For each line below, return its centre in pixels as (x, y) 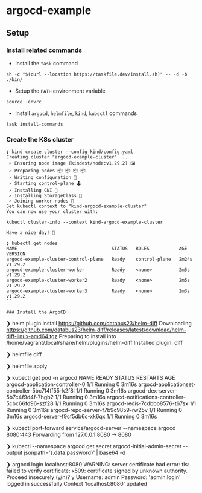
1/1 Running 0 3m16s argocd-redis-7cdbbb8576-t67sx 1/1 (125, 403)
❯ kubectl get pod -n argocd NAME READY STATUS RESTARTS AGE (91, 378)
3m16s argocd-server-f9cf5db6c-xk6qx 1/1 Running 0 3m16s (82, 416)
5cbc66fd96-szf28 (30, 403)
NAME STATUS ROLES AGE (97, 249)
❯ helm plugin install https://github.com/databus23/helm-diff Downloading (99, 324)
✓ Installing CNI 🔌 (33, 191)
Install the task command (46, 63)
